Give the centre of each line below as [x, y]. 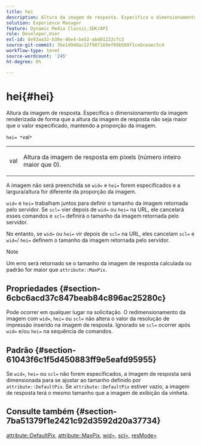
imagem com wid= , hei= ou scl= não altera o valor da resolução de [88, 319]
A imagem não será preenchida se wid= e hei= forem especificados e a [93, 185]
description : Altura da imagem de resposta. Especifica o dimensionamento [101, 17]
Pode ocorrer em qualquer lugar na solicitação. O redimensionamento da [96, 312]
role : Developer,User [33, 34]
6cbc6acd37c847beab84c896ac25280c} [86, 298]
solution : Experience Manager [44, 23]
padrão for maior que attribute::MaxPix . [57, 270]
